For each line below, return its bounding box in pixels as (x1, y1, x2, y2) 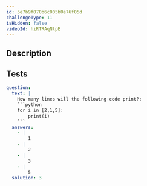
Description (6, 48, 51, 58)
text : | (11, 90, 31, 97)
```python (17, 102, 42, 108)
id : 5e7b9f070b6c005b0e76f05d (6, 8, 83, 15)
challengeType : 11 (6, 15, 53, 21)
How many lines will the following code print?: (17, 96, 142, 102)
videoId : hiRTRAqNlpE (6, 25, 61, 32)
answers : (11, 124, 34, 130)
